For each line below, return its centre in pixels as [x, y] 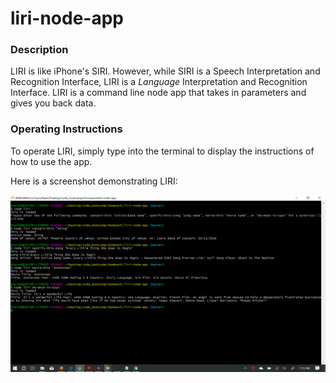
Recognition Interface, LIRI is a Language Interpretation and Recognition [159, 82]
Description [39, 50]
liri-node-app [67, 18]
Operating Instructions [66, 129]
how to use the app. [51, 161]
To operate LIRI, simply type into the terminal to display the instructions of [162, 151]
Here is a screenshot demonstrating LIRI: [94, 181]
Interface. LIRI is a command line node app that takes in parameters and [158, 93]
